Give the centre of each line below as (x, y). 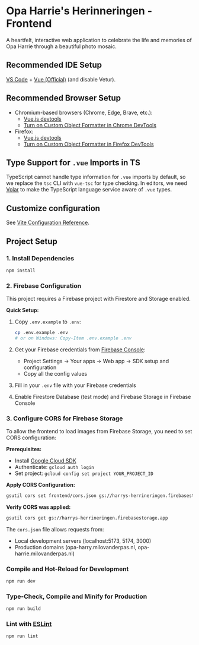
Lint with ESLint (29, 624)
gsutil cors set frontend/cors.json (51, 496)
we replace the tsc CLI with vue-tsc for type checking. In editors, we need (97, 183)
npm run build (24, 609)
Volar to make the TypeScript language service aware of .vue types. (89, 190)
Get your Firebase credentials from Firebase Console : (80, 350)
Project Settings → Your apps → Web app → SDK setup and (96, 361)
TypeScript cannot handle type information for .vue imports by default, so (96, 177)
